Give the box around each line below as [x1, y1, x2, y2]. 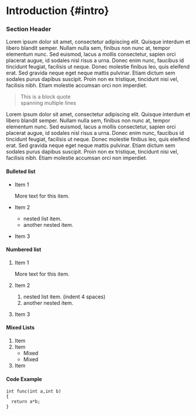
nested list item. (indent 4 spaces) [23, 293, 106, 300]
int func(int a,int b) [6, 389, 61, 394]
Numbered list [6, 246, 42, 253]
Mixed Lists [6, 324, 35, 331]
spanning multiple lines [20, 100, 77, 107]
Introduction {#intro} [6, 4, 109, 18]
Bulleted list [6, 168, 36, 175]
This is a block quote [20, 93, 71, 100]
